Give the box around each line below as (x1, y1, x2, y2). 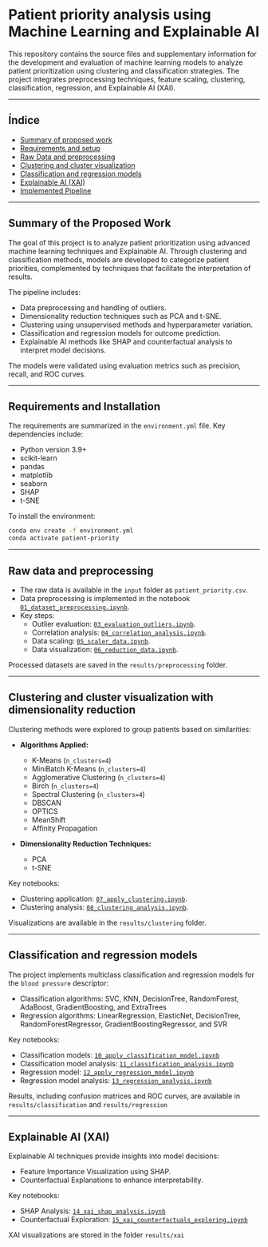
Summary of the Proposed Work (8, 217, 171, 230)
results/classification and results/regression (8, 1099, 167, 1109)
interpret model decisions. (19, 345, 106, 355)
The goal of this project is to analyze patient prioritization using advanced (8, 237, 250, 247)
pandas (19, 462, 45, 472)
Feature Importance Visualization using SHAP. (19, 1167, 171, 1177)
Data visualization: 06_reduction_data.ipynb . (31, 644, 179, 654)
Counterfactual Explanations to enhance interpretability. (19, 1175, 203, 1185)
